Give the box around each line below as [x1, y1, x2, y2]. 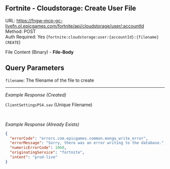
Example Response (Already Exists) [5, 121, 79, 127]
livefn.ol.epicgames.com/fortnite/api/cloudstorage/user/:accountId [5, 23, 144, 29]
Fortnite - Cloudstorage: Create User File [5, 4, 137, 13]
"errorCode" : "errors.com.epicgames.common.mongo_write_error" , [10, 136, 148, 141]
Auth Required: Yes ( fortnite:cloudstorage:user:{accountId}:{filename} [5, 33, 159, 40]
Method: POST [5, 28, 36, 35]
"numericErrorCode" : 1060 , [10, 145, 67, 150]
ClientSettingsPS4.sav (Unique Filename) [5, 102, 93, 108]
